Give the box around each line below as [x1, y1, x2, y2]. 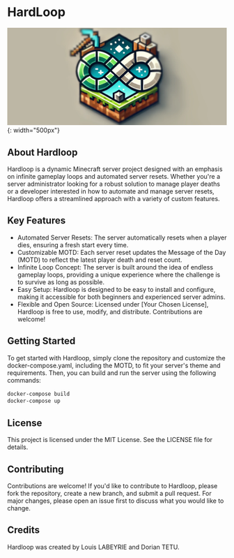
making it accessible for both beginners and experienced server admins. [17, 293, 226, 301]
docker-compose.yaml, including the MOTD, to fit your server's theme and [7, 361, 221, 369]
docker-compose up [7, 397, 61, 405]
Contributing [7, 463, 64, 475]
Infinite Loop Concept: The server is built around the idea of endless [17, 263, 214, 271]
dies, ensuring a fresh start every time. [17, 240, 129, 249]
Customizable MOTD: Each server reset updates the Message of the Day [17, 248, 226, 256]
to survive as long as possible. [17, 277, 104, 286]
